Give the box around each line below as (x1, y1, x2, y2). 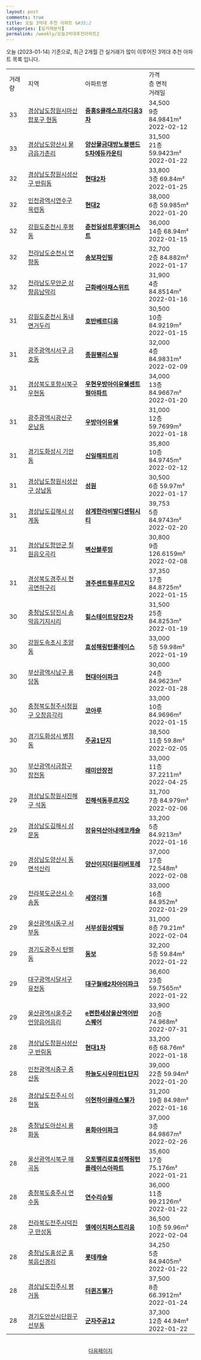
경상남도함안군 (28, 541, 67, 549)
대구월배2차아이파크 (85, 980, 139, 989)
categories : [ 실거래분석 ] (6, 25, 65, 32)
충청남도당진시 (28, 609, 67, 617)
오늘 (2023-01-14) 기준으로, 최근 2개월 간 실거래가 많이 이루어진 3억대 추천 (6, 49, 182, 56)
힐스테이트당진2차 (85, 613, 133, 621)
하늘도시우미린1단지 (85, 1070, 139, 1078)
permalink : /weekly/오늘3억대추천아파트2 (6, 31, 100, 37)
